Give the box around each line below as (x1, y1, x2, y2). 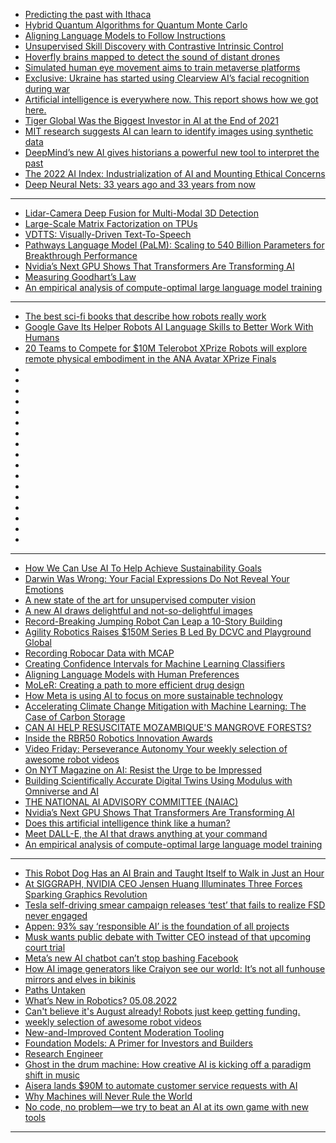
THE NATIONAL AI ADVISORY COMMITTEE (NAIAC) (24, 796, 239, 808)
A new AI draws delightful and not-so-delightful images (24, 605, 253, 616)
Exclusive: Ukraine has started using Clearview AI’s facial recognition (24, 72, 310, 84)
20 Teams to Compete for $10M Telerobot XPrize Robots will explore (24, 342, 308, 354)
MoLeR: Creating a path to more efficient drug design (24, 679, 245, 691)
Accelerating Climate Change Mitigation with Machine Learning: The (24, 700, 307, 712)
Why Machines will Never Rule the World (24, 1090, 193, 1102)
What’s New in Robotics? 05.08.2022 (24, 995, 178, 1006)
